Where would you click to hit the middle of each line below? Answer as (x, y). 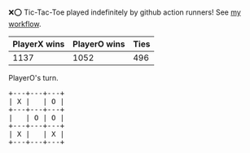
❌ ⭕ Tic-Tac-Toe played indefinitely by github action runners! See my (125, 12)
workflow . (25, 24)
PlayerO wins (99, 44)
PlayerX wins (39, 44)
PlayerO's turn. (33, 78)
